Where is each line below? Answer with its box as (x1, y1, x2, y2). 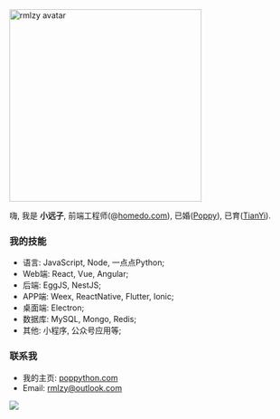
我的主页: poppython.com (22, 372, 118, 383)
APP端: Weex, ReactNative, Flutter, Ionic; (22, 291, 174, 302)
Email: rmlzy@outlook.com (22, 382, 123, 393)
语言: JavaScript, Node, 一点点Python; (22, 257, 165, 268)
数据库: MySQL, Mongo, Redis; (22, 314, 137, 325)
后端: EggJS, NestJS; (22, 280, 102, 290)
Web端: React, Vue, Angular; (22, 269, 129, 280)
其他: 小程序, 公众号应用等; (22, 325, 122, 336)
